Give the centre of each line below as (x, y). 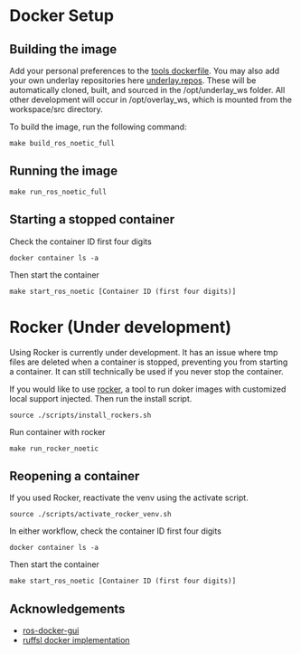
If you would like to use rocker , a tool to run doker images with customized (148, 389)
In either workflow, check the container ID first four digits (115, 531)
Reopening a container (75, 476)
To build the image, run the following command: (98, 127)
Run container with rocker (57, 431)
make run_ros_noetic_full (58, 192)
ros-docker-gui (51, 630)
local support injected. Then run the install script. (101, 398)
